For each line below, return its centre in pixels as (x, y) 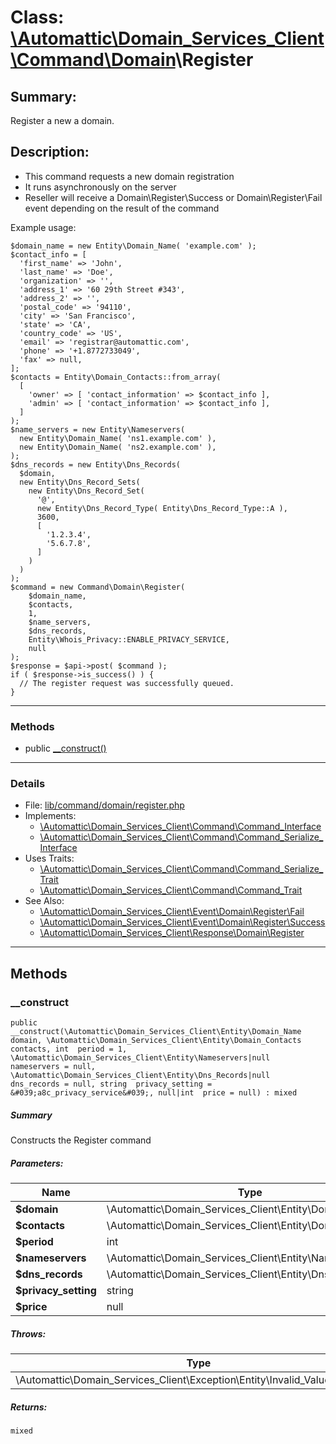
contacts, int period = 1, (69, 1049)
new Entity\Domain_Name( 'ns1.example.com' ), (118, 438)
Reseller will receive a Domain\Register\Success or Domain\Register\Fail (173, 197)
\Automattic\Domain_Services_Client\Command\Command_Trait (171, 890)
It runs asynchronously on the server (100, 187)
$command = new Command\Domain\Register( (98, 587)
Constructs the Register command (81, 1140)
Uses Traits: (49, 858)
